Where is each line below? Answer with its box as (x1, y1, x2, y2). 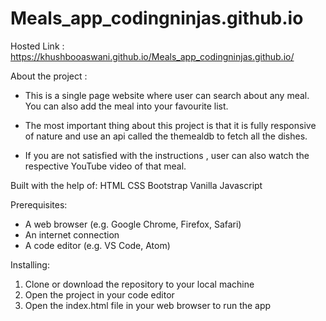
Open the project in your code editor (24, 288, 175, 301)
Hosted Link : (10, 40, 65, 52)
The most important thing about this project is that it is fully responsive (24, 119, 317, 131)
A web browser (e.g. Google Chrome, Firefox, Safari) (24, 218, 242, 230)
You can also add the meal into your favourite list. (24, 100, 229, 112)
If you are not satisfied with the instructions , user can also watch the (24, 149, 310, 161)
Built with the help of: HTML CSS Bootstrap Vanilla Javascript (10, 179, 263, 191)
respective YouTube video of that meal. (24, 160, 187, 172)
